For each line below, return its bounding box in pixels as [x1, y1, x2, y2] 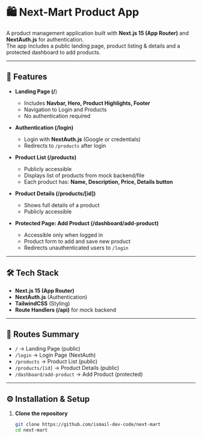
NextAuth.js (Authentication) [14, 293, 88, 301]
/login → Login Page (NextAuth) [14, 351, 96, 359]
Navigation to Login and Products [23, 105, 107, 113]
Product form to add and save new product [23, 237, 131, 245]
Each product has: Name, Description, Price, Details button [23, 178, 173, 185]
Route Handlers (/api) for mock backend [14, 306, 117, 313]
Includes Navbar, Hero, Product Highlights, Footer [23, 99, 150, 107]
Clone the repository [14, 410, 68, 417]
